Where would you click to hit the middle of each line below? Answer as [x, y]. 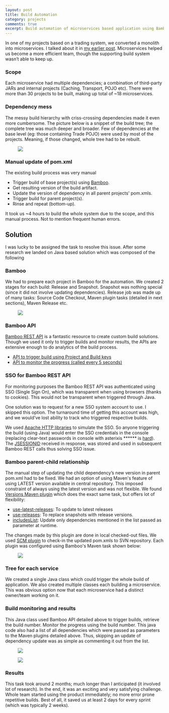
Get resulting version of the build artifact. [55, 188]
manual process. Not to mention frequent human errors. [63, 219]
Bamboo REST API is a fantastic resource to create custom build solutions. [82, 337]
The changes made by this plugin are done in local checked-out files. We [81, 535]
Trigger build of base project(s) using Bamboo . [61, 182]
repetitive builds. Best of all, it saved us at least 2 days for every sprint [78, 700]
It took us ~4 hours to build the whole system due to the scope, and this [80, 214]
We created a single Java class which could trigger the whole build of [77, 579]
